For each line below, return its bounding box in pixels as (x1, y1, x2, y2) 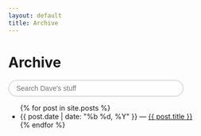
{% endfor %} (19, 120, 66, 130)
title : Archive (8, 19, 59, 27)
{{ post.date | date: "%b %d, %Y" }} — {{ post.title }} (19, 112, 193, 122)
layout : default (8, 11, 62, 20)
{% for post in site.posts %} (19, 103, 111, 113)
